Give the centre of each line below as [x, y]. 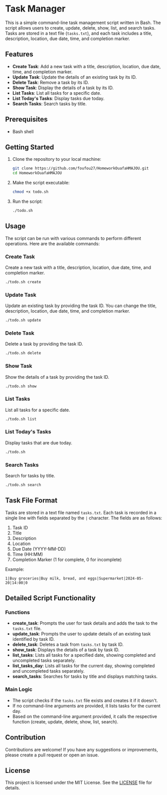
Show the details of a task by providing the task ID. [57, 377]
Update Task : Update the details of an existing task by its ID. [75, 77]
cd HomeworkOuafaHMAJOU [37, 173]
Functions [17, 613]
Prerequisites [26, 119]
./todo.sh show [21, 386]
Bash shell [23, 131]
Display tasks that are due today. [39, 443]
